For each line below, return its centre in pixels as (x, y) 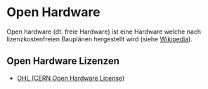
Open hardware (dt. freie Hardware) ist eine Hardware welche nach (104, 32)
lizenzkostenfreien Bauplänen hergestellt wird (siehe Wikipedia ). (99, 39)
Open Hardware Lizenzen (63, 61)
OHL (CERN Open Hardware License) (71, 78)
